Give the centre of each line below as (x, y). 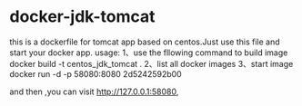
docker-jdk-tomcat (82, 17)
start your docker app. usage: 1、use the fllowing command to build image (149, 53)
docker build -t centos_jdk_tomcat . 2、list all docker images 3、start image (151, 63)
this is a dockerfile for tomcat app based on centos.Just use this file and (145, 42)
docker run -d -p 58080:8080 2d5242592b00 (96, 73)
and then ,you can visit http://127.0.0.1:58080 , (94, 92)
